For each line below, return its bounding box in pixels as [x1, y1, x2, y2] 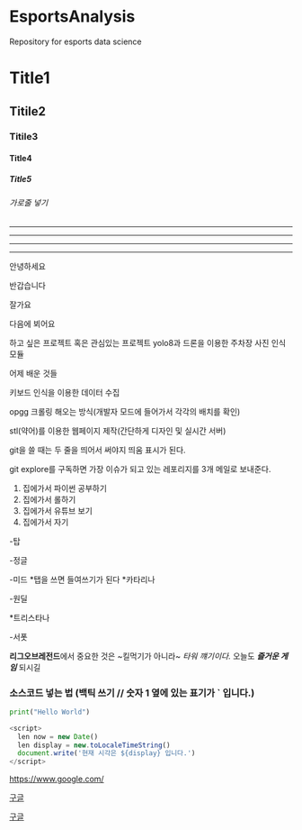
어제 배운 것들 [9, 368, 58, 379]
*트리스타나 [9, 612, 50, 623]
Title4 [9, 153, 32, 164]
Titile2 [9, 104, 47, 119]
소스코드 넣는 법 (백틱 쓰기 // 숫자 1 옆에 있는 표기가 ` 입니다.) [9, 687, 255, 699]
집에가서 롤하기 [22, 494, 76, 505]
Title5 [9, 173, 32, 184]
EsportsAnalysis [9, 6, 136, 27]
